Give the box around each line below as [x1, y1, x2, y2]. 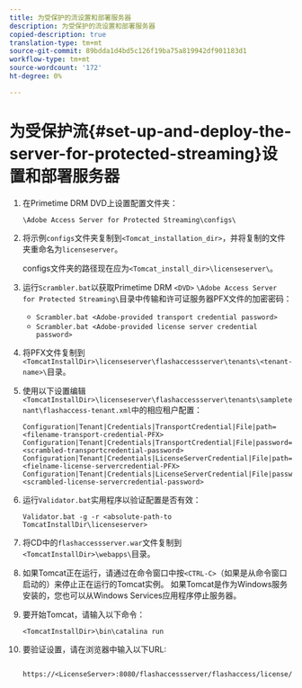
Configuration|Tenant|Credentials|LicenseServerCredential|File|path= [22, 453, 293, 463]
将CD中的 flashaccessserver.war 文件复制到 [22, 537, 182, 548]
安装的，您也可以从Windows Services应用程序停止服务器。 [22, 590, 242, 601]
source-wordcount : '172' [9, 64, 102, 73]
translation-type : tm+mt [9, 38, 102, 48]
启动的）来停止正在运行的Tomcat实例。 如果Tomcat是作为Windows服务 [22, 578, 289, 589]
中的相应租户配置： [131, 404, 203, 415]
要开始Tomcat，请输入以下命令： [22, 609, 146, 620]
